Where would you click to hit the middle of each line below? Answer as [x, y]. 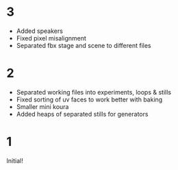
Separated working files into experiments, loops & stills [94, 92]
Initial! [15, 160]
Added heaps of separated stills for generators [82, 114]
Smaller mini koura [42, 106]
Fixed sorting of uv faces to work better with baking [89, 99]
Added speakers [39, 31]
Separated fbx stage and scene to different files [84, 45]
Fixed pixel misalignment [51, 38]
